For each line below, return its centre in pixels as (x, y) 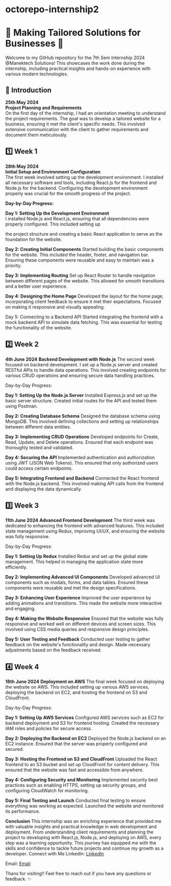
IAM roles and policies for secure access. (49, 728)
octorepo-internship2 (52, 9)
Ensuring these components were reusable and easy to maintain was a (80, 260)
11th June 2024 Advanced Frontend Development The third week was (80, 520)
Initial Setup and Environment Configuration (53, 171)
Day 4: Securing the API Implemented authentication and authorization (80, 457)
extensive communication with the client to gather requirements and (77, 129)
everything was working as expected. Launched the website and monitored (84, 806)
